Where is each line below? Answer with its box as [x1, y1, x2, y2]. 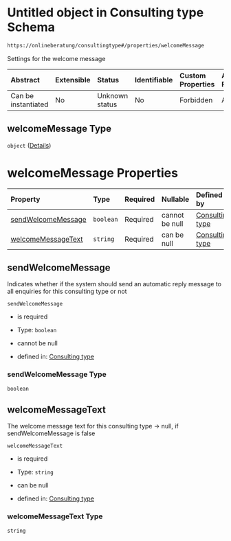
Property [10, 194, 41, 204]
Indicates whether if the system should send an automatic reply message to [7, 280, 222, 288]
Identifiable [134, 75, 173, 84]
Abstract [10, 75, 40, 84]
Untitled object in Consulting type [7, 5, 204, 21]
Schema [7, 19, 55, 35]
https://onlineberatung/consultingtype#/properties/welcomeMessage [7, 42, 205, 49]
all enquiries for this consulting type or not [7, 287, 127, 296]
